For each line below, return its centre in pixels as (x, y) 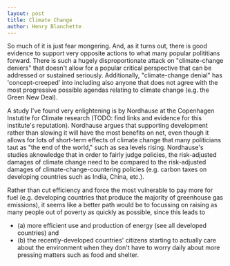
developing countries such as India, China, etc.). (76, 177)
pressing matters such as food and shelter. (78, 255)
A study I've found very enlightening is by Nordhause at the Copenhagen (111, 111)
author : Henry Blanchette (44, 26)
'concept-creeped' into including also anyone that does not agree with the (113, 83)
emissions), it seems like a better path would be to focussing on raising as (112, 205)
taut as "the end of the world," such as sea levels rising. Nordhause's (105, 148)
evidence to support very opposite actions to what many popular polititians (114, 53)
